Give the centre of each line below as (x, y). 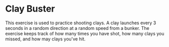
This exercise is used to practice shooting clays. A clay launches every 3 (81, 23)
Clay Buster (30, 9)
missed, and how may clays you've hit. (45, 39)
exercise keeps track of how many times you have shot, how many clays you (85, 33)
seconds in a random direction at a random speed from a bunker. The (77, 28)
